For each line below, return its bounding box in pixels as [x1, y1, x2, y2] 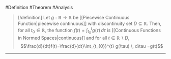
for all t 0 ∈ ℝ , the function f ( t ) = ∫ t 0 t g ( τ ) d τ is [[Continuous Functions [17, 26, 161, 35]
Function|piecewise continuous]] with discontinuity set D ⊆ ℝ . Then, [17, 20, 162, 26]
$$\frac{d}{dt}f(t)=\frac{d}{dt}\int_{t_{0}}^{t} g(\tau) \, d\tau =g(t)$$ [20, 43, 164, 49]
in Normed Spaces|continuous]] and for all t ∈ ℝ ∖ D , [17, 35, 130, 41]
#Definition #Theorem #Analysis [5, 5, 73, 10]
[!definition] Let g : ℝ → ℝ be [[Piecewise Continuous [17, 15, 130, 20]
